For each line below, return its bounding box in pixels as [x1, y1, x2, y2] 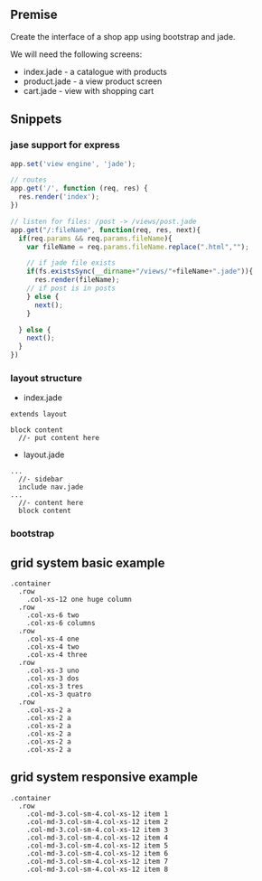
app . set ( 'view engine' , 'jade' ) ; [10, 159, 136, 168]
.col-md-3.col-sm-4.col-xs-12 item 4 [26, 833, 169, 842]
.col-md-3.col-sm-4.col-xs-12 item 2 [26, 817, 169, 826]
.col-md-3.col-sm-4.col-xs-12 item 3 [26, 825, 169, 834]
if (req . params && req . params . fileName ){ [18, 234, 173, 243]
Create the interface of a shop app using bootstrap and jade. [10, 31, 236, 42]
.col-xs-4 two [26, 642, 80, 651]
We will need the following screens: [10, 49, 143, 60]
